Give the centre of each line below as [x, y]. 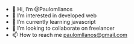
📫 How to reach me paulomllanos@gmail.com [70, 35]
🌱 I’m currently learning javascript [54, 22]
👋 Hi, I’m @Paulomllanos [42, 9]
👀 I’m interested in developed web [54, 15]
